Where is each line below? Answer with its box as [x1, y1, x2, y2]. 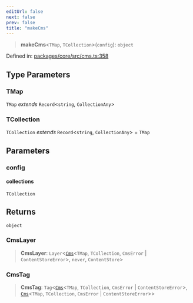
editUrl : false [6, 8, 44, 15]
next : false [6, 14, 35, 20]
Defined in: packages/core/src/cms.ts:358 [6, 52, 109, 59]
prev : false [6, 19, 35, 25]
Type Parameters [6, 69, 71, 79]
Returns [6, 207, 36, 217]
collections [6, 178, 34, 185]
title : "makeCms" [6, 25, 49, 31]
